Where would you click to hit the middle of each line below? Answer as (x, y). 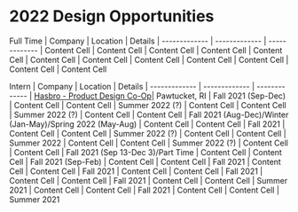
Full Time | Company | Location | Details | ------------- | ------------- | (138, 41)
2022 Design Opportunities (112, 16)
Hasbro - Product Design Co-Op (93, 96)
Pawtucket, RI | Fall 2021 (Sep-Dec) (221, 96)
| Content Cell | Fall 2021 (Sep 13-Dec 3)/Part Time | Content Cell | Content (145, 152)
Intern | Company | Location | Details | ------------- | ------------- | (132, 86)
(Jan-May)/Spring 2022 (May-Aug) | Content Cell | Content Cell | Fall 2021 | (147, 124)
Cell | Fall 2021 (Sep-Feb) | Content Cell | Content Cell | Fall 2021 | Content (145, 161)
